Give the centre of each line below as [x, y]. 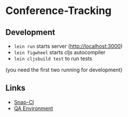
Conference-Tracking [58, 11]
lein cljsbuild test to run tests [53, 58]
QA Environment [33, 108]
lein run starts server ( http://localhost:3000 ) [68, 46]
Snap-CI [24, 102]
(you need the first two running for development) [64, 70]
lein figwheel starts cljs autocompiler [60, 52]
